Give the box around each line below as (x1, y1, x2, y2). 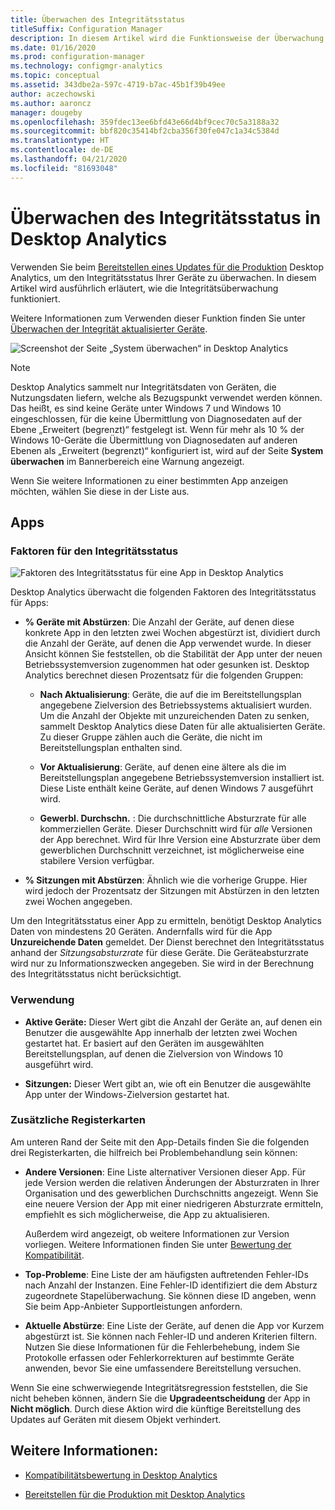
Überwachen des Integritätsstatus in (10, 206, 322, 229)
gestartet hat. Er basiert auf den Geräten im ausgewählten (24, 1037, 265, 1049)
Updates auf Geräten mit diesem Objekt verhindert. (10, 1413, 222, 1425)
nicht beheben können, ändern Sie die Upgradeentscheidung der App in (10, 1392, 311, 1404)
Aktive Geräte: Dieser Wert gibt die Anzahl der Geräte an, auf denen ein (24, 1016, 323, 1028)
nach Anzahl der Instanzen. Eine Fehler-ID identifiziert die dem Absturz (24, 1279, 318, 1291)
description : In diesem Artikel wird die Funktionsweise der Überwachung (10, 33, 325, 43)
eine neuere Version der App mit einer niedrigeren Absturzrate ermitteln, (24, 1197, 324, 1210)
